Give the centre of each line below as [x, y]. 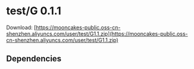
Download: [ [21, 27]
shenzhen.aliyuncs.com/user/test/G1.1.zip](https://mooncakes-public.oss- [97, 33]
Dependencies [34, 59]
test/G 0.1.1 [34, 11]
